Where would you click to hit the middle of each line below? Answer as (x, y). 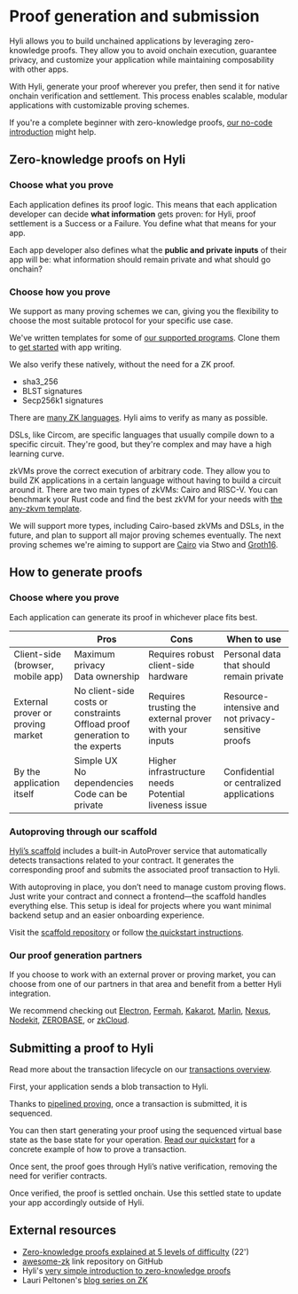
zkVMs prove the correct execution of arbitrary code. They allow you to (140, 470)
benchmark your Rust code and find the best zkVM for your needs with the (146, 499)
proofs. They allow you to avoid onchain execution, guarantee (165, 50)
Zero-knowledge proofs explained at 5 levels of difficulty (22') (136, 1251)
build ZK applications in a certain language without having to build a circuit (145, 480)
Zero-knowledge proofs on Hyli (98, 160)
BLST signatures (52, 391)
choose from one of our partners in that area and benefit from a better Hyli (145, 984)
